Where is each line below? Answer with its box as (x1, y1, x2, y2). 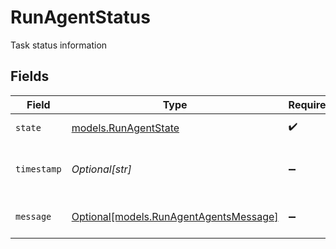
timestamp (15, 163, 62, 175)
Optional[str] (71, 162, 132, 176)
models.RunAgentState (71, 121, 180, 135)
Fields (10, 68, 50, 85)
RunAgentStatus (10, 6, 151, 29)
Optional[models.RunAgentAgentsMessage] (71, 209, 279, 223)
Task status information (10, 39, 108, 51)
